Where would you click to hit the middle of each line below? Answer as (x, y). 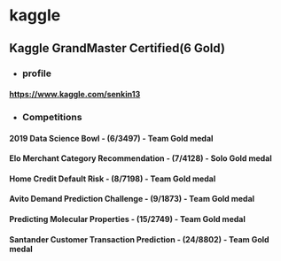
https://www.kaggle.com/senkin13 (75, 95)
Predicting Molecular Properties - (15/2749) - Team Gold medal (127, 219)
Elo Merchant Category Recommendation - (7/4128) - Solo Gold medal (140, 158)
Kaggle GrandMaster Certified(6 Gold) (117, 48)
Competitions (52, 118)
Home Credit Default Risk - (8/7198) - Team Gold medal (113, 179)
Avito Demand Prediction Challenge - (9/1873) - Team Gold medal (132, 199)
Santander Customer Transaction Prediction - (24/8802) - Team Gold (139, 239)
